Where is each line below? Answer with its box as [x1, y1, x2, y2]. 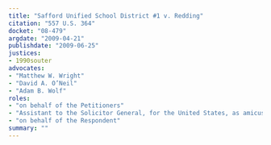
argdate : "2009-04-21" [8, 34, 85, 43]
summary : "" [8, 124, 48, 132]
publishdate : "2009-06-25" [8, 42, 99, 50]
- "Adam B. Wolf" [8, 86, 67, 95]
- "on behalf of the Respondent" [8, 117, 121, 125]
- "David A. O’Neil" [8, 79, 78, 87]
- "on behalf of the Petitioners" [8, 101, 125, 110]
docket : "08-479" [8, 27, 67, 35]
